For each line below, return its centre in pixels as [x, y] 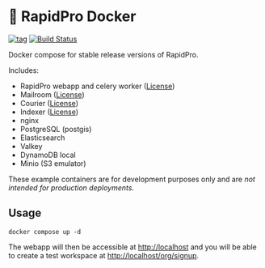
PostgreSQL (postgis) [56, 129]
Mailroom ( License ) [52, 94]
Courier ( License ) [49, 103]
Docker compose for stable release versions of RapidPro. [103, 54]
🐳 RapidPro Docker [72, 17]
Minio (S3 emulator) [53, 163]
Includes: [23, 70]
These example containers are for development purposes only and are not [132, 179]
